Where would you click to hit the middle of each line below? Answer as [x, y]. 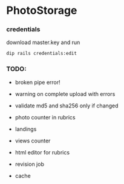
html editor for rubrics [42, 152]
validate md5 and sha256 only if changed [67, 106]
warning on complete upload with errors [65, 94]
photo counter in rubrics [45, 117]
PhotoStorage [42, 11]
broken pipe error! [38, 82]
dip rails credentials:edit [42, 54]
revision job [29, 164]
